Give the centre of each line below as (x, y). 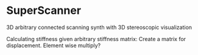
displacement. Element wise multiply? (54, 45)
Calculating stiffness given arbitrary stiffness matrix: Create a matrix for (96, 39)
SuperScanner (44, 11)
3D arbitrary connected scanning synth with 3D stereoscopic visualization (99, 27)
